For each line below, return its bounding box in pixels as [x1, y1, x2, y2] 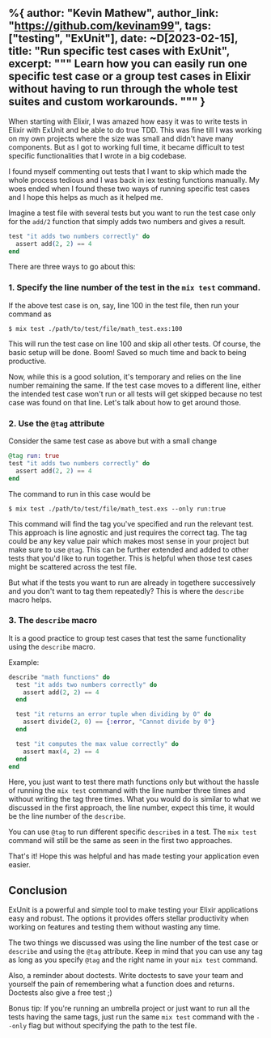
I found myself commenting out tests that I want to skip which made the [8, 166, 247, 176]
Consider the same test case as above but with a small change [8, 436, 217, 446]
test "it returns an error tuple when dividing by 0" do [15, 710, 212, 718]
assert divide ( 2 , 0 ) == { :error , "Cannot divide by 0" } [23, 718, 216, 727]
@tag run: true [8, 452, 60, 460]
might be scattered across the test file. [8, 561, 138, 571]
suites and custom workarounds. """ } [8, 95, 206, 108]
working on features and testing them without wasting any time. [8, 922, 221, 932]
